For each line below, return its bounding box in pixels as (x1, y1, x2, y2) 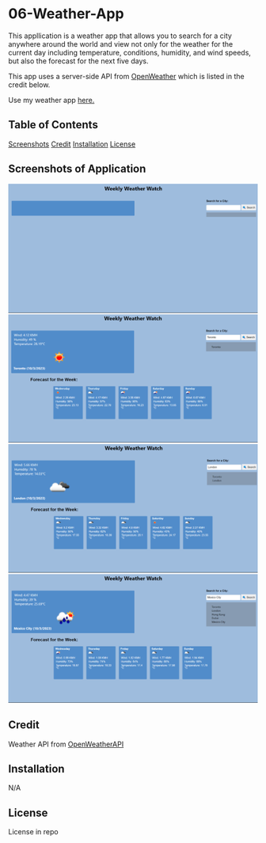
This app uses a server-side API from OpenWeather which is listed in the (8, 71, 245, 81)
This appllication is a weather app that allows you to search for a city (8, 31, 232, 40)
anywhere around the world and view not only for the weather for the (8, 39, 234, 48)
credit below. (8, 80, 51, 89)
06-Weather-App (8, 5, 124, 23)
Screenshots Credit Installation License (8, 139, 136, 149)
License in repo (8, 827, 59, 837)
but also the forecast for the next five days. (8, 56, 149, 66)
